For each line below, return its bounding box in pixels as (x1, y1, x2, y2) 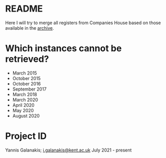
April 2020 (12, 102, 35, 108)
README (5, 3, 43, 15)
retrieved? (5, 53, 49, 65)
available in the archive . (5, 25, 54, 31)
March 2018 (12, 91, 38, 97)
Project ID (5, 130, 47, 142)
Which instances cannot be (5, 43, 122, 54)
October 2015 (12, 75, 41, 81)
